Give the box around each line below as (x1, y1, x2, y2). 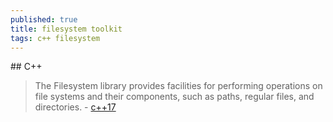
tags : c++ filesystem (10, 33, 101, 43)
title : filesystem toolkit (10, 24, 123, 34)
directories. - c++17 (34, 101, 117, 113)
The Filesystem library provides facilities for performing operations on (34, 80, 323, 92)
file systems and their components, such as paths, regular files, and (34, 91, 315, 103)
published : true (10, 14, 78, 25)
